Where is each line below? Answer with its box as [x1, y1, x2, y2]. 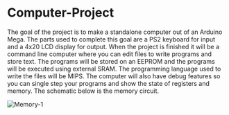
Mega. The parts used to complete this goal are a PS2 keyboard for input [7, 35, 216, 43]
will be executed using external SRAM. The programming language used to [7, 64, 221, 73]
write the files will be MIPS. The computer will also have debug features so [7, 71, 221, 80]
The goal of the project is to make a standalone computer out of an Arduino [7, 28, 223, 36]
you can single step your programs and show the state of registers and [7, 79, 210, 87]
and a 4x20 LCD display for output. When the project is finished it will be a [7, 42, 220, 51]
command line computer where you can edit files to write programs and [7, 50, 212, 58]
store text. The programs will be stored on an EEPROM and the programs [7, 57, 215, 65]
